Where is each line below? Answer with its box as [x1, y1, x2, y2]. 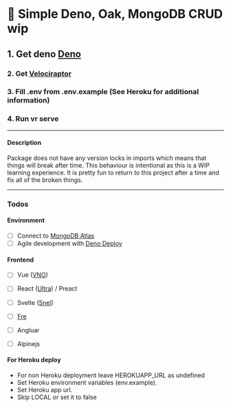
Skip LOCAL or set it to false [16, 393, 98, 401]
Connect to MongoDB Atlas [16, 231, 95, 240]
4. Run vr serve [7, 114, 59, 124]
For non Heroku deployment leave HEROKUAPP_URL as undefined [16, 371, 205, 379]
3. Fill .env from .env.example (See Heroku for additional [7, 87, 199, 97]
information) [7, 95, 50, 105]
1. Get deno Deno [7, 48, 81, 60]
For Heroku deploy [7, 356, 61, 364]
